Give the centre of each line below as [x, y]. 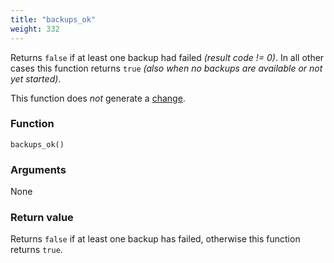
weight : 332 [35, 29]
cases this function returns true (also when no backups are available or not [166, 68]
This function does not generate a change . [98, 98]
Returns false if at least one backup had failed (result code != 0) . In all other [167, 57]
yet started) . [36, 78]
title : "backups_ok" [53, 19]
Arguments [38, 169]
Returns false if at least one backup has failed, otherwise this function [155, 239]
